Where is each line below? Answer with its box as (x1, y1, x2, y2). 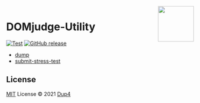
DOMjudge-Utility (6, 20, 96, 34)
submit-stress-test (14, 57, 61, 65)
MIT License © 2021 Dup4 (6, 90, 71, 97)
